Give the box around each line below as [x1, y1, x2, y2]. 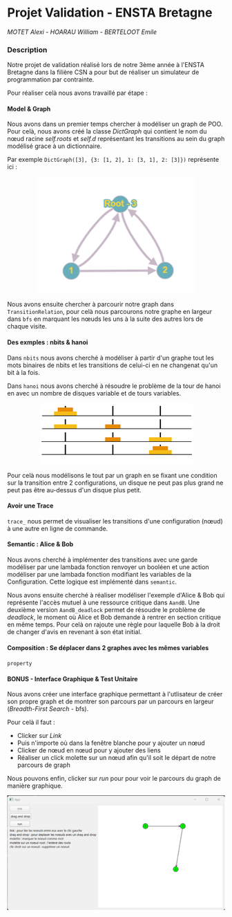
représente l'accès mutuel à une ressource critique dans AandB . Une [7, 598, 200, 606]
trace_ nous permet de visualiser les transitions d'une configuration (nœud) [7, 517, 223, 525]
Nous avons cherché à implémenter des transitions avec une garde [7, 555, 198, 564]
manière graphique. [7, 781, 64, 790]
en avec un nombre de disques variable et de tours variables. [7, 389, 182, 397]
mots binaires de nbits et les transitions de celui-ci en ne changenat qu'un [7, 361, 218, 369]
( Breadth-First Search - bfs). [7, 705, 89, 713]
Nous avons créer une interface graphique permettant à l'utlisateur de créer [7, 690, 223, 698]
